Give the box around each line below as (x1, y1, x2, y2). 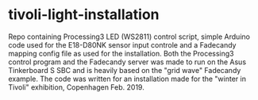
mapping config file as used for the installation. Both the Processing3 (8, 48, 234, 58)
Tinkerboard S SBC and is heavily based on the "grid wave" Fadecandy (8, 65, 241, 75)
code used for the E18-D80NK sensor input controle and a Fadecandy (8, 40, 237, 49)
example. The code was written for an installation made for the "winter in (8, 74, 246, 83)
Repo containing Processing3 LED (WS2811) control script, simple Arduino (8, 32, 250, 41)
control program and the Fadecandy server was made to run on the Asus (8, 57, 247, 67)
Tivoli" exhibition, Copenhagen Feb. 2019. (8, 82, 144, 92)
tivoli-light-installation (8, 6, 160, 24)
